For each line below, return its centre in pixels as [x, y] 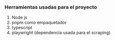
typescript [22, 28]
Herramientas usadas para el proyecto [51, 7]
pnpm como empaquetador [39, 22]
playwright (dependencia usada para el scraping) [61, 33]
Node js [19, 18]
